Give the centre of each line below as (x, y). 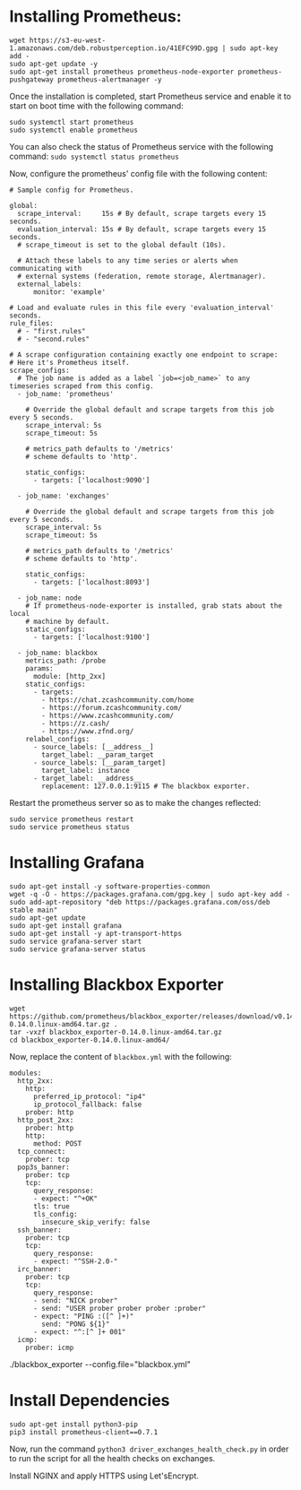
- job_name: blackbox (58, 653)
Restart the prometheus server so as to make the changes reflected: (135, 802)
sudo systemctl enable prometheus (74, 130)
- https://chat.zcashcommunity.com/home (118, 700)
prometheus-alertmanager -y (110, 79)
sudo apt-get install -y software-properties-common (110, 886)
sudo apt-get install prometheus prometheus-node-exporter (122, 72)
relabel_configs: (58, 739)
